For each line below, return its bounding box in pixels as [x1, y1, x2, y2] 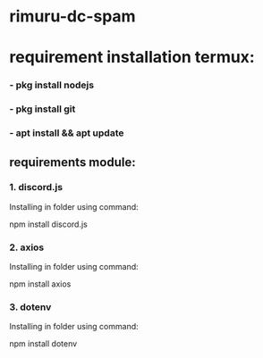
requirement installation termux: [9, 47, 255, 68]
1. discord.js [9, 181, 64, 194]
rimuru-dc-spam [9, 6, 136, 27]
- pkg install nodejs [9, 79, 95, 91]
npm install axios [9, 279, 72, 289]
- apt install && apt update [9, 127, 124, 139]
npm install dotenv [9, 338, 78, 349]
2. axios [9, 241, 45, 254]
